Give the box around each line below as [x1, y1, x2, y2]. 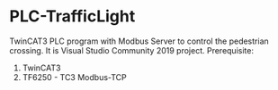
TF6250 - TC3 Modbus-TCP [22, 71, 128, 82]
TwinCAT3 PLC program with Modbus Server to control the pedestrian [9, 36, 270, 46]
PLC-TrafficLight [9, 6, 136, 27]
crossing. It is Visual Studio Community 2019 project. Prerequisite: [9, 45, 255, 55]
